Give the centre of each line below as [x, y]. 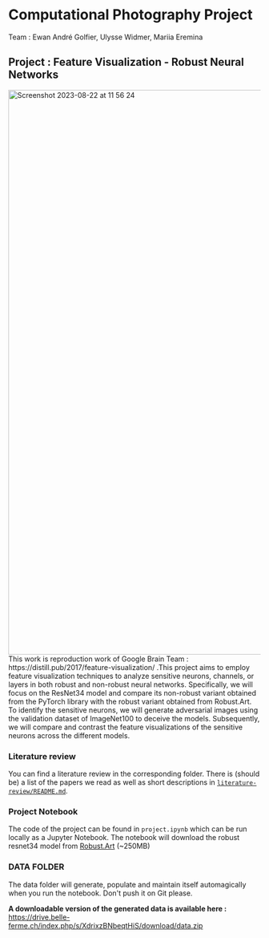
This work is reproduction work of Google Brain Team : [98, 659]
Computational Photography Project [131, 15]
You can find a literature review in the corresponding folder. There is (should [134, 774]
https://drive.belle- [39, 917]
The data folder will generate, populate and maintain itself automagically [127, 884]
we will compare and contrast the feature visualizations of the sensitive [125, 727]
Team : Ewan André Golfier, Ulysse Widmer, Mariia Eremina [106, 37]
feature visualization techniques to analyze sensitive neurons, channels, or [131, 676]
